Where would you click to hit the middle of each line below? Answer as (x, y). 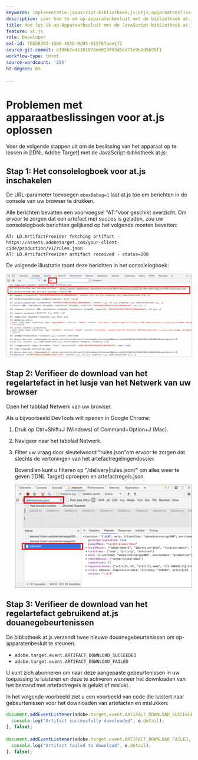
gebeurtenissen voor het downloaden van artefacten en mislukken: (88, 703)
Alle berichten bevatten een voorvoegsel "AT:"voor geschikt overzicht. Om (96, 212)
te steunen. (62, 643)
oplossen (29, 130)
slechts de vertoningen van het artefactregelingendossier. (85, 458)
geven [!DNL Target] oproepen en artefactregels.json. (80, 476)
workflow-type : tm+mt (33, 56)
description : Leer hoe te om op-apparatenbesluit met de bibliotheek (93, 19)
